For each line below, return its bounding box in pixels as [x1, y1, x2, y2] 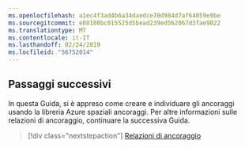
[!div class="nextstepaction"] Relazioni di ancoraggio [27, 131, 202, 140]
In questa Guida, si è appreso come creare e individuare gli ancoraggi [8, 98, 235, 108]
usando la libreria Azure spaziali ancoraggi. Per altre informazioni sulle [8, 107, 238, 116]
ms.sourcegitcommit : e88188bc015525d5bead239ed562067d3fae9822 [8, 19, 221, 27]
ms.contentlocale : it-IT [8, 33, 90, 42]
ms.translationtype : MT [8, 26, 87, 34]
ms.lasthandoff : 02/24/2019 [8, 41, 101, 49]
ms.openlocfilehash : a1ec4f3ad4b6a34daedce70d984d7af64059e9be [8, 11, 221, 20]
